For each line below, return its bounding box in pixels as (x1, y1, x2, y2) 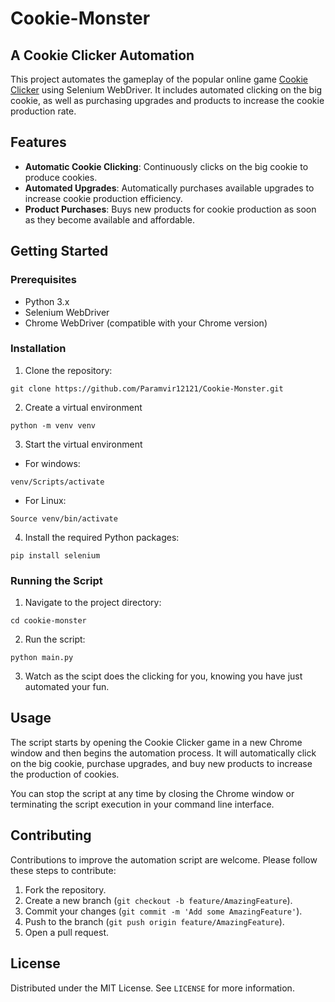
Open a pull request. (24, 926, 110, 938)
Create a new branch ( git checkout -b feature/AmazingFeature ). (24, 894, 293, 906)
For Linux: (24, 494, 67, 506)
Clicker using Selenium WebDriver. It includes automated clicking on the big (10, 84, 323, 96)
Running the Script (10, 573, 103, 587)
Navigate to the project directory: (24, 597, 162, 609)
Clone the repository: (24, 364, 113, 376)
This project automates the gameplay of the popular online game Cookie (10, 73, 309, 85)
